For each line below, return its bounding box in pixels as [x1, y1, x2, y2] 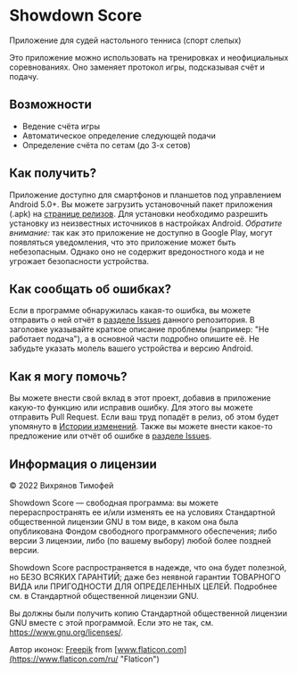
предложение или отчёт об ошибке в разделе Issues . [9, 430, 212, 442]
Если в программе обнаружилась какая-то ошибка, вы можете [9, 305, 252, 316]
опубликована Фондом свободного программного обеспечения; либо [9, 526, 277, 536]
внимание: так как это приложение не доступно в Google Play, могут [9, 227, 273, 237]
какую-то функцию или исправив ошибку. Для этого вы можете [9, 403, 253, 413]
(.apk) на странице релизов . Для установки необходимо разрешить [9, 208, 268, 219]
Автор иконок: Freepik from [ [9, 644, 118, 654]
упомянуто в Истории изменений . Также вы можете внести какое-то [9, 421, 274, 432]
